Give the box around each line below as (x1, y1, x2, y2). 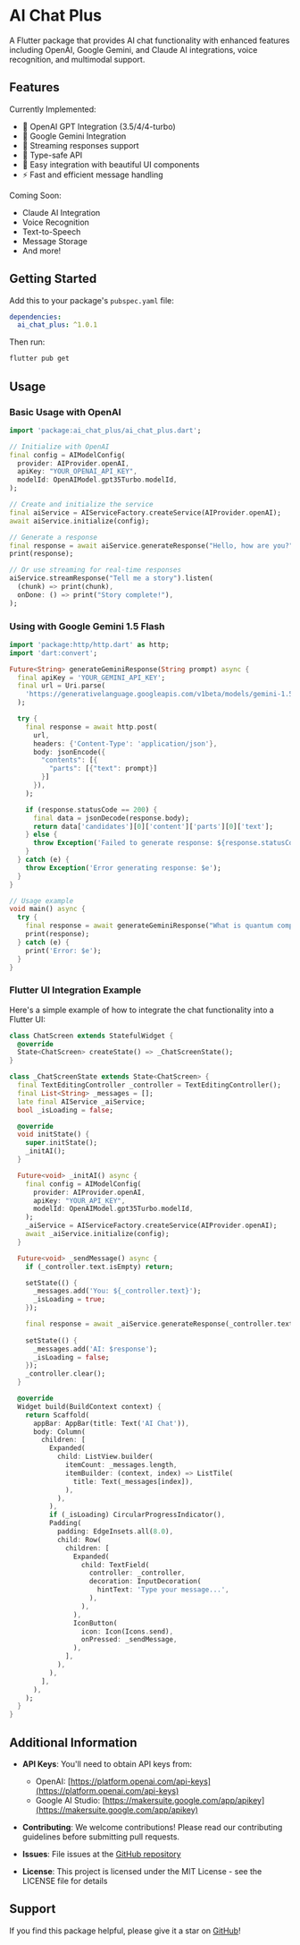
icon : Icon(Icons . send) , (80, 1626, 174, 1636)
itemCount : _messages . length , (65, 1461, 178, 1470)
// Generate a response (9, 533, 98, 542)
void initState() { (17, 1130, 90, 1139)
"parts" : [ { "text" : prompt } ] (48, 764, 158, 773)
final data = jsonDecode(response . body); (32, 814, 190, 823)
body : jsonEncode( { (32, 747, 105, 756)
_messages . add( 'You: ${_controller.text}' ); (32, 1286, 202, 1296)
